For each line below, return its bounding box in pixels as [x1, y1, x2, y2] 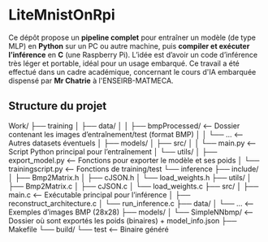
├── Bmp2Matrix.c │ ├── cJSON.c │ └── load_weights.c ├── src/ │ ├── [8, 181, 259, 191]
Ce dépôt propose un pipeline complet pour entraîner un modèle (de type [8, 32, 256, 42]
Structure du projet [8, 99, 107, 113]
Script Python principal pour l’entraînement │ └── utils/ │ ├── [8, 146, 218, 156]
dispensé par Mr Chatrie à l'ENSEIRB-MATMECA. [8, 76, 174, 85]
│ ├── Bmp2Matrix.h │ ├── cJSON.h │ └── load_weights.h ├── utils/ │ [8, 172, 252, 182]
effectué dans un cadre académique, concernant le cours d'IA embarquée [8, 67, 257, 76]
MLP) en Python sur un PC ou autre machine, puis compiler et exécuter [8, 41, 250, 50]
